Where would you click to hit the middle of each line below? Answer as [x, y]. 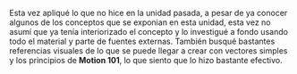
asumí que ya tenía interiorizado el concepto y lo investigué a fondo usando [149, 32]
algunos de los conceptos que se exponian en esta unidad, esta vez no [140, 22]
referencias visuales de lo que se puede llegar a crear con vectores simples [148, 51]
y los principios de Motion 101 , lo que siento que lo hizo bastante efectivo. [146, 60]
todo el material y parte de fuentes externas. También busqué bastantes [142, 41]
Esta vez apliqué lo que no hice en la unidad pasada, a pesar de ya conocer [148, 13]
